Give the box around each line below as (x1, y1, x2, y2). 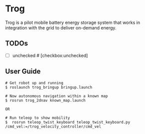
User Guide (5, 67, 41, 76)
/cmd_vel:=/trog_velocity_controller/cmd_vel (5, 124, 101, 129)
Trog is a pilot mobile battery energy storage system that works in (5, 19, 141, 25)
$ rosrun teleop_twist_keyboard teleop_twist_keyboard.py (5, 120, 131, 125)
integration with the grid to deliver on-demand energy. (5, 24, 117, 30)
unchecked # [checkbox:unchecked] (12, 52, 88, 58)
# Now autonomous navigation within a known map (5, 93, 108, 99)
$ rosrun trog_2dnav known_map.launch (5, 98, 86, 103)
